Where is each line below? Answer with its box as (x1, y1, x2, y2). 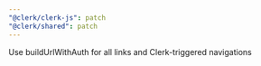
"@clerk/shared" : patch (8, 22, 98, 31)
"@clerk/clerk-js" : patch (8, 13, 106, 23)
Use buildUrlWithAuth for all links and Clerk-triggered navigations (8, 46, 252, 57)
